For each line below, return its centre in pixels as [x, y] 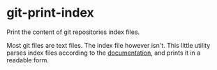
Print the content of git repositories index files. [73, 32]
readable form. [28, 60]
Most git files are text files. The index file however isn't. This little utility [108, 45]
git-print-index [51, 13]
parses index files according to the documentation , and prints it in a [104, 53]
